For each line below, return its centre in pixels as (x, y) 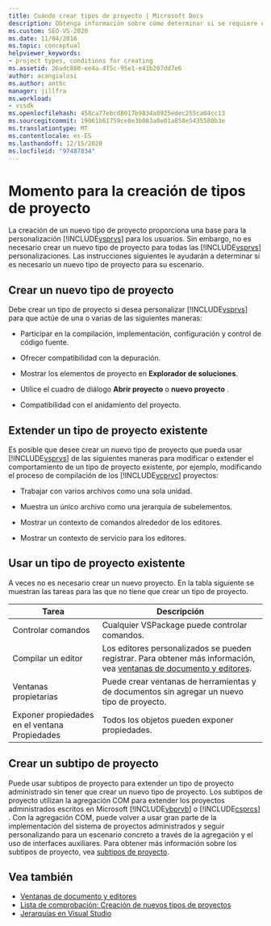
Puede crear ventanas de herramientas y (179, 681)
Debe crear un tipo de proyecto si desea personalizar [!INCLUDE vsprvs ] (128, 310)
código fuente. (44, 342)
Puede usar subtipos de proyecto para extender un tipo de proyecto (121, 783)
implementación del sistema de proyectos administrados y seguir (117, 826)
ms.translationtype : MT (48, 128)
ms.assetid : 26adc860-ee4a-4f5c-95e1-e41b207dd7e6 (95, 69)
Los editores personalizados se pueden (177, 648)
